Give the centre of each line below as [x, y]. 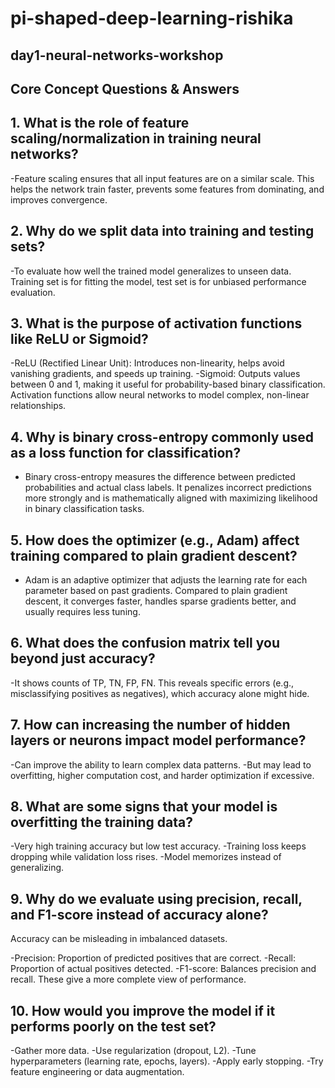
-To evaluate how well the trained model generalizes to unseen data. [151, 271]
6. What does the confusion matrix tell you [145, 643]
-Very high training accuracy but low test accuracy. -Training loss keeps [158, 846]
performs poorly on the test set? [113, 1026]
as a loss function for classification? [126, 452]
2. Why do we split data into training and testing [162, 231]
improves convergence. [59, 199]
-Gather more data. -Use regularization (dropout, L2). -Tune [133, 1051]
